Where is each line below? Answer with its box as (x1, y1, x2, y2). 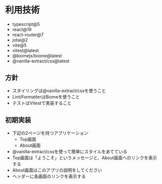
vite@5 (12, 42, 27, 48)
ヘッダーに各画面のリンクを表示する (12, 173, 86, 179)
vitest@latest (12, 47, 39, 53)
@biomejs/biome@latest (12, 52, 63, 58)
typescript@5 (12, 21, 40, 27)
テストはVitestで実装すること (12, 100, 72, 106)
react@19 (12, 26, 32, 32)
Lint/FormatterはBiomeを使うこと (12, 93, 80, 99)
